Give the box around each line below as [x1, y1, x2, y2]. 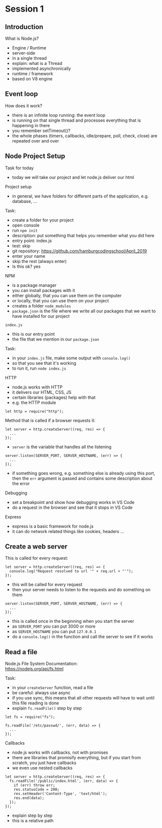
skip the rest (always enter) [12, 258, 67, 264]
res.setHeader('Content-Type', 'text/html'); [14, 792, 108, 796]
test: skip [12, 243, 31, 248]
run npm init [12, 227, 38, 233]
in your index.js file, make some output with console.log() [12, 355, 131, 361]
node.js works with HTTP [12, 384, 63, 390]
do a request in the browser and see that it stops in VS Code [12, 504, 133, 510]
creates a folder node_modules [12, 303, 71, 308]
